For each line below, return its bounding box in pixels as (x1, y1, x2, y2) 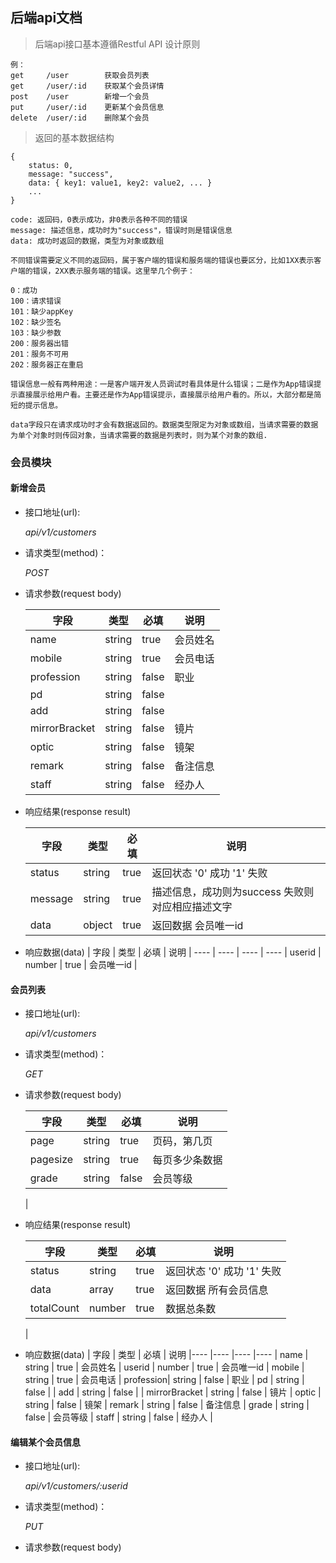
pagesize (29, 1153, 74, 1167)
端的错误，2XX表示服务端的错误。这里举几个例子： (17, 266, 195, 276)
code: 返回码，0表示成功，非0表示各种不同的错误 (10, 214, 188, 225)
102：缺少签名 (10, 317, 62, 327)
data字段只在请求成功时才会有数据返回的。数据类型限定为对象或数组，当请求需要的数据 (10, 419, 319, 430)
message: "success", (28, 169, 114, 179)
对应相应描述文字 (151, 899, 233, 913)
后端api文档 (10, 9, 83, 27)
